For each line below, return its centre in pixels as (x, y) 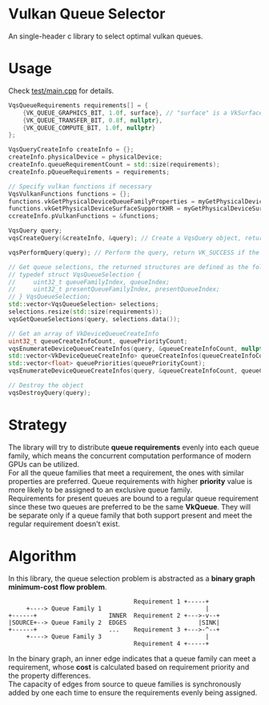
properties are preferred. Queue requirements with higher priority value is (130, 481)
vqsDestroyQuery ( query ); (50, 393)
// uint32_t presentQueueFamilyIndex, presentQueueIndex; (114, 289)
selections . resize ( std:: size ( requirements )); (85, 312)
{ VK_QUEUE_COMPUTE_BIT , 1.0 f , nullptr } (89, 128)
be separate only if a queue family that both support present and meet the (130, 515)
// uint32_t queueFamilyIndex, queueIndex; (89, 282)
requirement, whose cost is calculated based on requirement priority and (129, 667)
